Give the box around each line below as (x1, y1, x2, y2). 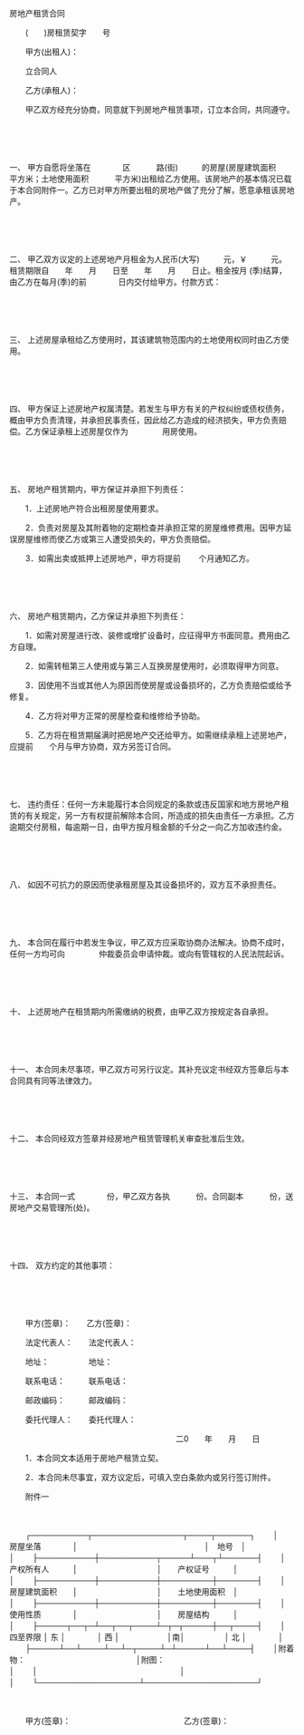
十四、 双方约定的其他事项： (9, 1260, 115, 1271)
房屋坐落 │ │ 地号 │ (9, 1541, 247, 1552)
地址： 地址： (24, 1356, 113, 1367)
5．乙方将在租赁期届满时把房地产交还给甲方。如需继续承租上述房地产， (24, 730, 292, 741)
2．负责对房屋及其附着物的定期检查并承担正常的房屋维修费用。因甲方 (24, 522, 284, 533)
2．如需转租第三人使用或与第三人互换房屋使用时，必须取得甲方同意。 (24, 661, 284, 671)
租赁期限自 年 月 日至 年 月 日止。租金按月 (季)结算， (9, 266, 288, 276)
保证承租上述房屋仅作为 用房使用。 (40, 426, 202, 437)
